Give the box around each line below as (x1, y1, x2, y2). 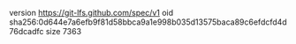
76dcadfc (9, 26, 44, 36)
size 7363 (45, 26, 82, 36)
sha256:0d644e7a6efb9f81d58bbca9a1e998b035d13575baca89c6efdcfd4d (9, 17, 287, 27)
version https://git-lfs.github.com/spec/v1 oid (9, 8, 174, 18)
